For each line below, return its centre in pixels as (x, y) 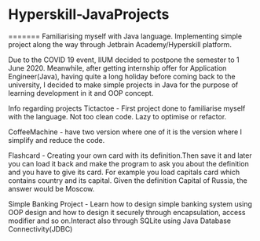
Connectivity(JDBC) (40, 228)
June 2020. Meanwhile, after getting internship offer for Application (117, 68)
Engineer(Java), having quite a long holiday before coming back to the (122, 76)
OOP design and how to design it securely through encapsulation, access (127, 212)
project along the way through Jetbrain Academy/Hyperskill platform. (120, 44)
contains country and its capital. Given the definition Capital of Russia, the (128, 180)
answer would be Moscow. (51, 188)
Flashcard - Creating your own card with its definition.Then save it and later (130, 155)
